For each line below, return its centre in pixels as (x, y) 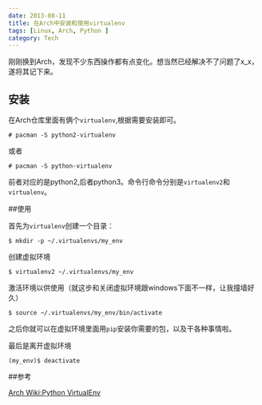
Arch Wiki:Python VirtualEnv (55, 393)
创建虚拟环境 (29, 257)
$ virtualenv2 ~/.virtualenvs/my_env (71, 272)
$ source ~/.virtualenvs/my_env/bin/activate (85, 313)
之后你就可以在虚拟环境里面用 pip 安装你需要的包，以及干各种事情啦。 (122, 329)
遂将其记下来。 (33, 72)
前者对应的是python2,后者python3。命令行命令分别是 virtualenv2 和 (119, 182)
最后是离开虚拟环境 (40, 346)
